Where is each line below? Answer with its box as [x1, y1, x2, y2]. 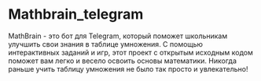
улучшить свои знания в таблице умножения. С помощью [8, 39, 203, 48]
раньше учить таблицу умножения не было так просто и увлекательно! [8, 64, 248, 73]
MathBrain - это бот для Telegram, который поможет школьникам [8, 31, 228, 40]
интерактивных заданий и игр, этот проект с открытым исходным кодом [8, 48, 254, 57]
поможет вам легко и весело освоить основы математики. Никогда [8, 56, 237, 65]
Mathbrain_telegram [8, 5, 144, 23]
